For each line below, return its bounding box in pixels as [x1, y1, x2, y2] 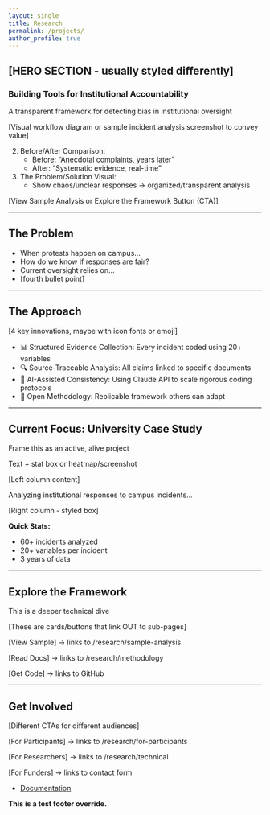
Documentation [19, 784, 72, 792]
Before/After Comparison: [19, 146, 106, 155]
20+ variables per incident [19, 545, 108, 555]
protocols [19, 383, 52, 393]
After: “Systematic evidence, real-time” [31, 163, 162, 173]
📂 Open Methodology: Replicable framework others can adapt [19, 391, 226, 401]
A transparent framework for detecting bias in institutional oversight [8, 106, 233, 116]
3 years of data [19, 554, 71, 564]
